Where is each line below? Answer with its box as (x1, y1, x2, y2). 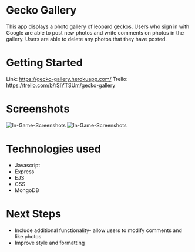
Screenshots (6, 102, 70, 116)
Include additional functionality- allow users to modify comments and (14, 227, 182, 234)
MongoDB (14, 186, 39, 194)
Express (14, 168, 35, 175)
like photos (14, 233, 42, 240)
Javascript (14, 162, 41, 169)
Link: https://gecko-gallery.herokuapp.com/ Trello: (6, 75, 128, 82)
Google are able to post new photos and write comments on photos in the (6, 29, 184, 36)
